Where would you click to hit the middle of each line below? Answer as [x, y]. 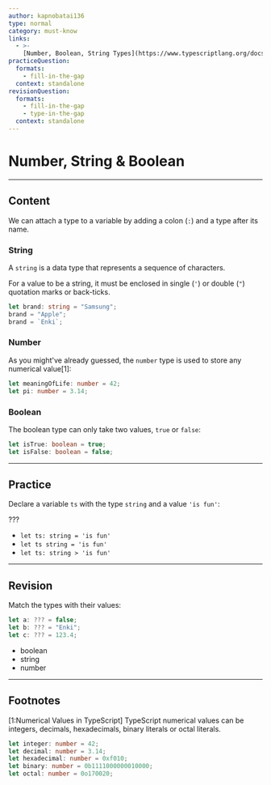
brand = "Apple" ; [38, 314]
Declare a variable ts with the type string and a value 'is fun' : [114, 504]
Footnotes [34, 701]
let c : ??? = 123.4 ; [43, 635]
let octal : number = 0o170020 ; [61, 774]
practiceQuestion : [39, 62]
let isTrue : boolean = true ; [57, 444]
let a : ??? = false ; [43, 620]
